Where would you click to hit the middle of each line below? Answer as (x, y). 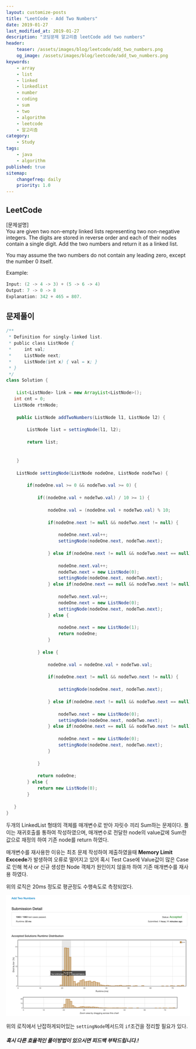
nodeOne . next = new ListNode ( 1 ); (99, 628)
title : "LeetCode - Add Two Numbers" (52, 18)
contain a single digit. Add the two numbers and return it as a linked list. (92, 244)
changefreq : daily (39, 179)
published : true (26, 167)
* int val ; (27, 349)
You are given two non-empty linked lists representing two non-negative (93, 231)
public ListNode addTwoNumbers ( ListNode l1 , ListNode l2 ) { (91, 417)
